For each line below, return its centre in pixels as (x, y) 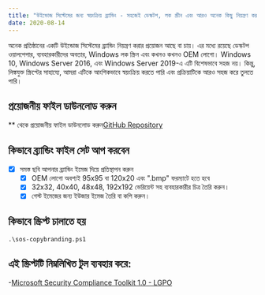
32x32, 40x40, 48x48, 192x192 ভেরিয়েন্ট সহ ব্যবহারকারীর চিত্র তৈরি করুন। (131, 187)
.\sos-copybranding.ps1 (47, 240)
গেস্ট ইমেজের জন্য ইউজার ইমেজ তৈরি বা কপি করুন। (90, 196)
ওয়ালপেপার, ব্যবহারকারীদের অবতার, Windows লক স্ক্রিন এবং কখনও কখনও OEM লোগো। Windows (129, 54)
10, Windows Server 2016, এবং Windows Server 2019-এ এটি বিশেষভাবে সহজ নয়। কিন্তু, (132, 63)
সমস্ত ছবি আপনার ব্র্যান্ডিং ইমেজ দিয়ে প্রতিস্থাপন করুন (77, 170)
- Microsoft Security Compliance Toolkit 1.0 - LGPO (90, 282)
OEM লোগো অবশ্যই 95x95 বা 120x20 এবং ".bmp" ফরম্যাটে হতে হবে (121, 178)
